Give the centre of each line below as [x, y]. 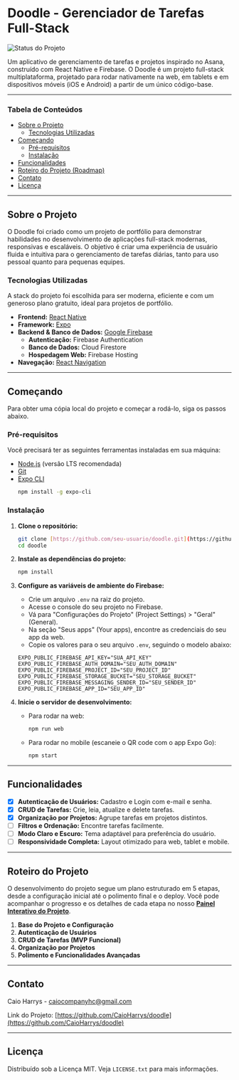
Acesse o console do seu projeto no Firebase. [96, 607]
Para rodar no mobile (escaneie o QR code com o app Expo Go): [122, 743]
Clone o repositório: [48, 526]
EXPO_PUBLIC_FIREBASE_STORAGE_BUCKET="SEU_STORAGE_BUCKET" [107, 677]
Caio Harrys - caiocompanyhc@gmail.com [70, 1001]
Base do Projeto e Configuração [65, 925]
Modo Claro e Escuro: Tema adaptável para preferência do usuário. [117, 834]
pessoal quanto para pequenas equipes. [67, 262]
